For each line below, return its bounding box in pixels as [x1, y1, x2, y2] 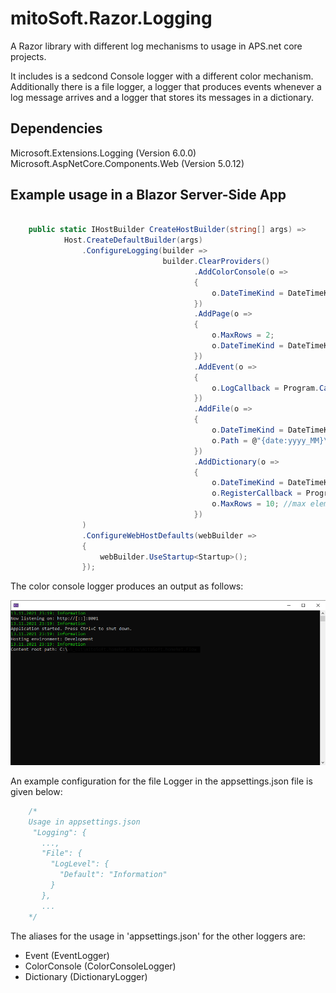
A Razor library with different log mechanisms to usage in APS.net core [10, 40, 303, 52]
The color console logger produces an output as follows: [10, 580, 244, 592]
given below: [10, 785, 63, 797]
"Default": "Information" [59, 870, 168, 880]
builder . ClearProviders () [162, 257, 271, 267]
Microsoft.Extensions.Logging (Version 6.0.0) [10, 147, 197, 159]
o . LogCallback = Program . [211, 383, 320, 393]
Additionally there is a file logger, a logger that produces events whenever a [10, 80, 322, 92]
